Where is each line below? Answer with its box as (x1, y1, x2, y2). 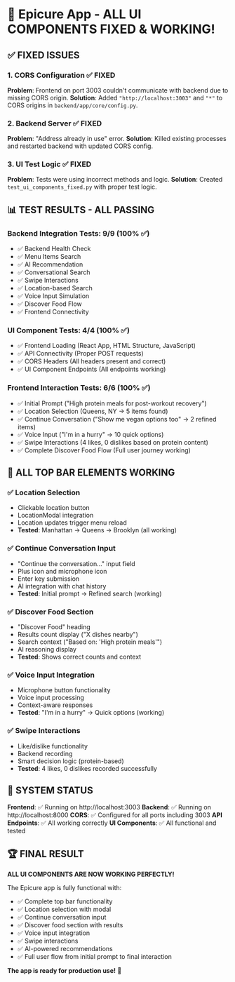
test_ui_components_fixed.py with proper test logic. (7, 182, 158, 191)
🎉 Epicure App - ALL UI (7, 6, 142, 22)
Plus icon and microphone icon (17, 567, 107, 575)
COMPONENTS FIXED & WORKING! (7, 21, 215, 37)
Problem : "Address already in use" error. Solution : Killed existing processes (7, 135, 227, 143)
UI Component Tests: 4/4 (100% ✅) (7, 325, 130, 335)
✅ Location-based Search (17, 284, 93, 292)
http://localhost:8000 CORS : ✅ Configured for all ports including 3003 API (7, 811, 223, 819)
